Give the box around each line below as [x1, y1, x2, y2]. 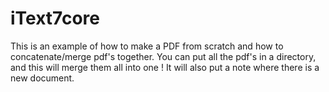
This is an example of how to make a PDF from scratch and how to [10, 40, 284, 52]
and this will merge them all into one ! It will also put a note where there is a [10, 61, 320, 73]
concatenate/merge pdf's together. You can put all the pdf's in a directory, [10, 50, 317, 62]
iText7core [10, 7, 101, 30]
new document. [10, 72, 75, 84]
